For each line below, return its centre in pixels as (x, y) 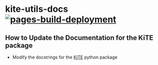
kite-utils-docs (37, 9)
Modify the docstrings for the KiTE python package (65, 57)
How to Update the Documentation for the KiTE (79, 38)
